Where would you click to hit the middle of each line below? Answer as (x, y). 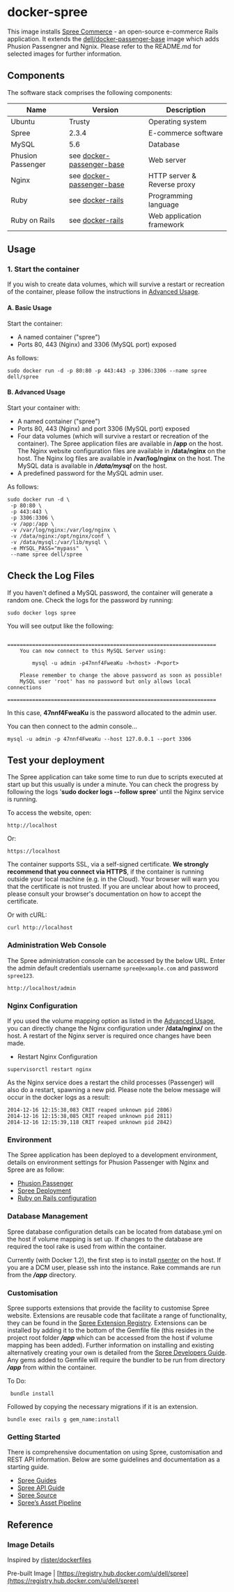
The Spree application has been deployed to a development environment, (112, 1155)
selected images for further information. (64, 54)
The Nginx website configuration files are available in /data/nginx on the (122, 450)
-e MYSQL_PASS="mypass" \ (49, 548)
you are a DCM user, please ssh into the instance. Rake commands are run (114, 1267)
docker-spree (48, 12)
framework (166, 224)
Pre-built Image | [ (33, 1573)
